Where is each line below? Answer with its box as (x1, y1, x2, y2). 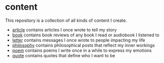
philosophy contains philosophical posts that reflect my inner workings (12, 42, 155, 48)
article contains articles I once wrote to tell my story (12, 27, 117, 32)
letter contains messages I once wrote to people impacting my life (12, 37, 145, 43)
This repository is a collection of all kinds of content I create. (5, 17, 127, 23)
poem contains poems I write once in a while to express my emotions (12, 47, 152, 53)
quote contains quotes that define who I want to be (12, 52, 116, 58)
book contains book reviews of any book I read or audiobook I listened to (12, 32, 160, 38)
